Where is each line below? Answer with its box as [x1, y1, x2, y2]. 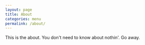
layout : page [5, 7, 32, 12]
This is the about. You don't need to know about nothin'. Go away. [5, 35, 141, 41]
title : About [5, 12, 32, 17]
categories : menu [5, 16, 41, 21]
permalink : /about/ [5, 21, 46, 26]
